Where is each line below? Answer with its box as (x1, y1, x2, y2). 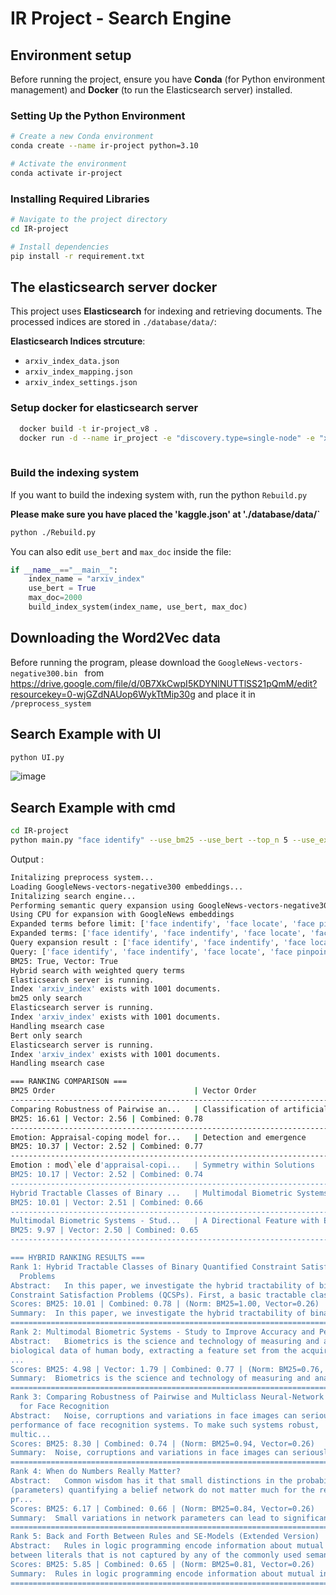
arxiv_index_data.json (24, 357, 120, 367)
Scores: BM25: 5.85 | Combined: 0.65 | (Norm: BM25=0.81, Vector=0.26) (10, 1559, 315, 1569)
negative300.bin (10, 668, 78, 679)
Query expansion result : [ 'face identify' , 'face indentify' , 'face (10, 938, 307, 948)
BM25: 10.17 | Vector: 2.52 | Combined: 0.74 (10, 1170, 203, 1180)
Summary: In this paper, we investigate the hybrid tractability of (10, 1308, 307, 1319)
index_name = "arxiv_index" (28, 574, 145, 584)
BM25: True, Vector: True (10, 956, 118, 966)
